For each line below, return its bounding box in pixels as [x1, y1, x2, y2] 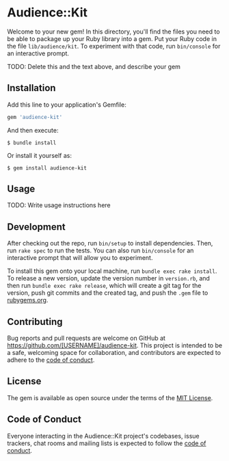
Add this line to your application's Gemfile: [7, 101, 126, 109]
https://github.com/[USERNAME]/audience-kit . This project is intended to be [7, 341, 223, 350]
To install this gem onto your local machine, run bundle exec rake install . [7, 267, 217, 275]
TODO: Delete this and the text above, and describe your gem [7, 62, 181, 70]
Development [7, 221, 66, 233]
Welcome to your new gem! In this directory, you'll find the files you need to [7, 27, 220, 36]
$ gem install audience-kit [7, 164, 87, 172]
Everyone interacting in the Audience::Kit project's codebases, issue [7, 432, 200, 440]
